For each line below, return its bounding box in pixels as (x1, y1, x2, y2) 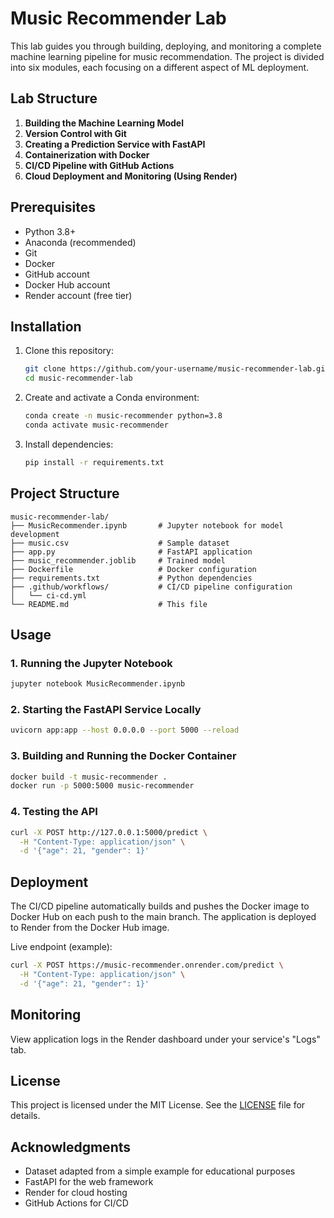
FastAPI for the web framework (24, 1176, 154, 1188)
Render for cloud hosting (24, 1187, 128, 1199)
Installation (10, 318, 82, 335)
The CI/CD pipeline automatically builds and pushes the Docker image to (10, 900, 310, 912)
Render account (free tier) (24, 289, 133, 301)
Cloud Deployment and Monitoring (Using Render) (24, 170, 238, 182)
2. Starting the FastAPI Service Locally (10, 703, 202, 717)
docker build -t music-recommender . (10, 772, 168, 782)
